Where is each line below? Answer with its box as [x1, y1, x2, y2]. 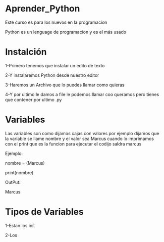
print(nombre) [5, 169, 34, 176]
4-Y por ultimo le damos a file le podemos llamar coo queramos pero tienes [5, 91, 160, 97]
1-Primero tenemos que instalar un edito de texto [5, 62, 105, 68]
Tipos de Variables [5, 206, 84, 217]
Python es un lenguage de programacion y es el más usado [5, 29, 126, 35]
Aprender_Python [5, 3, 80, 14]
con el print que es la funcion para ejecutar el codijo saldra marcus [5, 141, 142, 146]
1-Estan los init [5, 222, 35, 228]
